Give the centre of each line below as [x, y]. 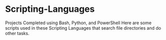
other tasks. [17, 33]
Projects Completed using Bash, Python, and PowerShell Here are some [79, 23]
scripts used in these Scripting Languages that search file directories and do [83, 28]
